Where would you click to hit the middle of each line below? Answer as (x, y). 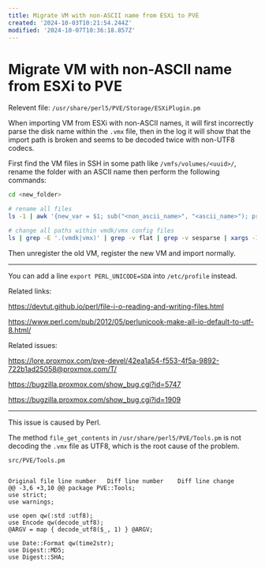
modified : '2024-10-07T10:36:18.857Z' (72, 30)
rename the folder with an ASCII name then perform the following (114, 172)
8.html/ (20, 330)
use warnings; (32, 502)
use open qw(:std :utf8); (50, 515)
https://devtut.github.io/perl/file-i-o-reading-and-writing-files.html (116, 306)
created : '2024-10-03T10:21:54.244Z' (70, 23)
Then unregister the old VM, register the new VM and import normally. (122, 253)
